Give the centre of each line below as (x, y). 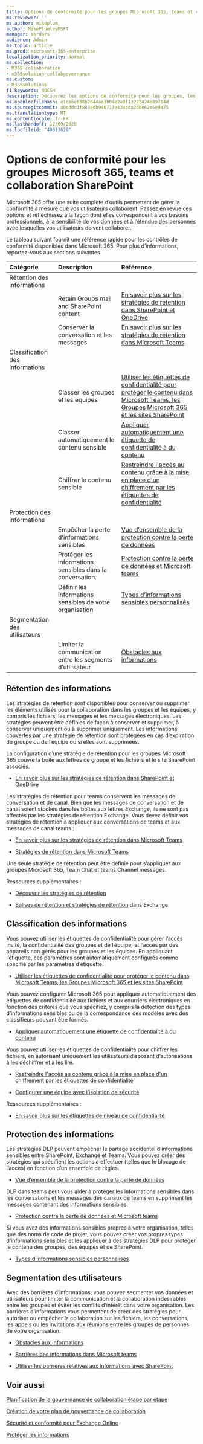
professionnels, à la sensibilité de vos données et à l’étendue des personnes (101, 221)
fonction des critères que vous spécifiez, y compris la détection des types (98, 1007)
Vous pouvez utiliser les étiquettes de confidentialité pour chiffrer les (92, 1049)
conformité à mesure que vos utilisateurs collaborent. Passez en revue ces (99, 208)
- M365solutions (27, 85)
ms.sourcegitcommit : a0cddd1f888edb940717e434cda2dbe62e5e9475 (88, 107)
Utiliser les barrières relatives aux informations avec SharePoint (94, 1366)
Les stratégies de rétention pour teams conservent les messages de (91, 796)
